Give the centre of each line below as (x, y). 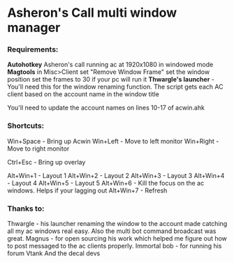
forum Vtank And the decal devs (54, 253)
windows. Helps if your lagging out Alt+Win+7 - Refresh (87, 190)
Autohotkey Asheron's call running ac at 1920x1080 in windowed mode (110, 65)
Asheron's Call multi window (92, 13)
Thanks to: (26, 209)
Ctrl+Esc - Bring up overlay (46, 162)
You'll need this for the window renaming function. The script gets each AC (115, 87)
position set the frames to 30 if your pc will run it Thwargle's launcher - (111, 80)
